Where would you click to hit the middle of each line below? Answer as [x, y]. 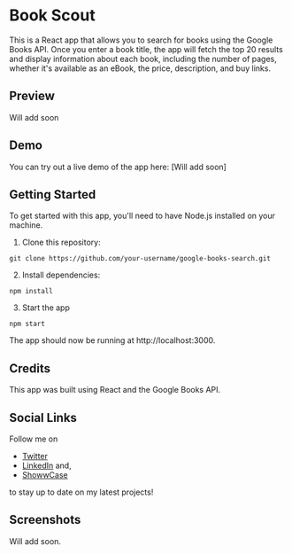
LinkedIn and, [47, 465]
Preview [32, 96]
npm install [31, 292]
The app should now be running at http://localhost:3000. [112, 340]
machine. [26, 225]
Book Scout [52, 16]
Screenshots [45, 520]
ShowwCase [45, 475]
